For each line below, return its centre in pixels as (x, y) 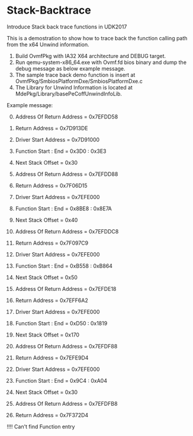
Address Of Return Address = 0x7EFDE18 (66, 288)
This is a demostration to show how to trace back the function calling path (97, 38)
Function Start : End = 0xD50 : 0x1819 (61, 323)
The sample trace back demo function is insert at (75, 75)
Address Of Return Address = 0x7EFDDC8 (67, 231)
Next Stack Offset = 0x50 (46, 277)
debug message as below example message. (70, 68)
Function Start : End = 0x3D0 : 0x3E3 (61, 151)
